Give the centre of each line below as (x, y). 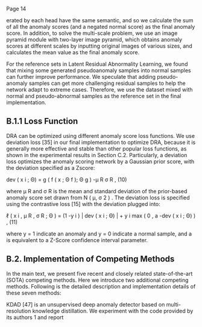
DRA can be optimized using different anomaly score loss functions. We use (100, 135)
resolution (19, 311)
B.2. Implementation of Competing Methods (90, 259)
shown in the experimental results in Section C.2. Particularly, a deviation (97, 155)
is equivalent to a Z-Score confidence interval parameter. (77, 240)
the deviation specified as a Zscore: (51, 167)
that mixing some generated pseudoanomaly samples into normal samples (99, 70)
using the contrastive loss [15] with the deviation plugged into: (84, 204)
